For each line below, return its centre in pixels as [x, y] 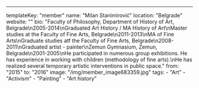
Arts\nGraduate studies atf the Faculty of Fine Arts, [68, 40]
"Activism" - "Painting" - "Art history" [52, 78]
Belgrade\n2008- [153, 40]
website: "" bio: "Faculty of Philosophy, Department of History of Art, [90, 22]
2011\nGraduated [27, 47]
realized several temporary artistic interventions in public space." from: [93, 66]
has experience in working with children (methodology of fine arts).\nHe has [99, 59]
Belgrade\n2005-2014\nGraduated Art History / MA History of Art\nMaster [97, 28]
